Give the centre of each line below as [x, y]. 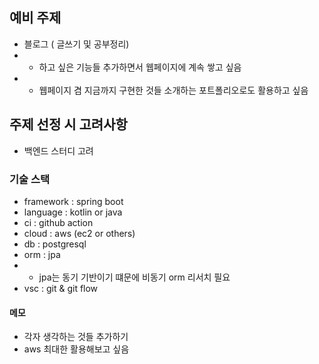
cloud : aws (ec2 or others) [79, 233]
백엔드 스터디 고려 [58, 150]
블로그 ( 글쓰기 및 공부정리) [76, 44]
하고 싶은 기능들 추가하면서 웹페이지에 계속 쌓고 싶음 [140, 67]
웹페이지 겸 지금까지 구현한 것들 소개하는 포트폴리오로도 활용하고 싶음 [173, 90]
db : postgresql [55, 244]
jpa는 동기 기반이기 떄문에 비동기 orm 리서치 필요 [134, 277]
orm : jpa [42, 254]
